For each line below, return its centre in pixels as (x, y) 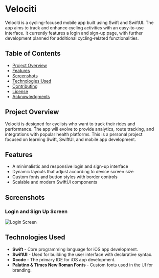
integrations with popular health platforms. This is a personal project (74, 134)
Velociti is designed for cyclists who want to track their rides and (70, 124)
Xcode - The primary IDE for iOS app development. (64, 259)
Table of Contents (33, 54)
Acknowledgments (31, 96)
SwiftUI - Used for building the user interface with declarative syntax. (82, 254)
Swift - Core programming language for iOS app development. (75, 249)
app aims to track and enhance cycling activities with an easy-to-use (75, 27)
